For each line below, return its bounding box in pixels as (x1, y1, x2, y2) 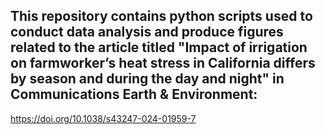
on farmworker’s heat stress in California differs (10, 55, 316, 72)
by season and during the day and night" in (10, 70, 285, 88)
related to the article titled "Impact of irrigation (10, 39, 308, 56)
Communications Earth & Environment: (10, 86, 258, 103)
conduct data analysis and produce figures (10, 24, 284, 41)
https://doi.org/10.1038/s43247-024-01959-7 (10, 112, 197, 124)
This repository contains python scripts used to (10, 8, 313, 25)
